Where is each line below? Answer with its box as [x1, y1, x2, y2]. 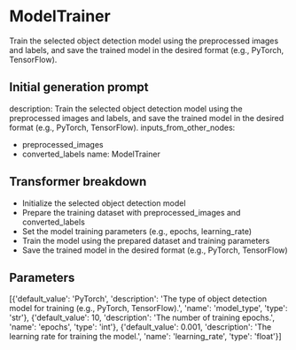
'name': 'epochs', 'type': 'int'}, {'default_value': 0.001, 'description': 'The [9, 322, 272, 332]
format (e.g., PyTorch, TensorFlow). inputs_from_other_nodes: [9, 122, 236, 133]
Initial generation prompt [9, 80, 149, 95]
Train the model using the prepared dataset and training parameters [21, 235, 270, 246]
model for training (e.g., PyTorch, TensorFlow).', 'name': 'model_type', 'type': [9, 303, 288, 314]
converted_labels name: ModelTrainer [21, 148, 161, 159]
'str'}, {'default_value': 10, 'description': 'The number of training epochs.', [9, 312, 275, 323]
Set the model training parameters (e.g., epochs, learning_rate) [21, 225, 253, 236]
